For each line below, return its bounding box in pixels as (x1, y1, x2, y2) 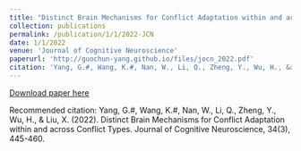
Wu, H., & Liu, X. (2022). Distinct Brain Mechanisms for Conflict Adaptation (9, 113, 285, 125)
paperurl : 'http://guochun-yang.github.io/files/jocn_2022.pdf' (9, 55, 254, 63)
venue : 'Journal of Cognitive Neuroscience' (9, 46, 178, 55)
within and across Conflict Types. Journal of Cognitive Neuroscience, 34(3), (9, 123, 291, 134)
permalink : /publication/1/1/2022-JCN (9, 29, 154, 38)
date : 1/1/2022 (9, 38, 66, 47)
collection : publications (9, 21, 106, 30)
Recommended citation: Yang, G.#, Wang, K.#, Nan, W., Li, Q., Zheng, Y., (9, 105, 277, 115)
